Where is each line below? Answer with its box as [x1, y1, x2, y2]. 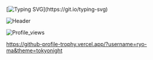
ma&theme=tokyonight [6, 47, 63, 54]
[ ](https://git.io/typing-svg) [6, 6, 108, 13]
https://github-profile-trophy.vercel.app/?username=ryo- [6, 41, 147, 47]
